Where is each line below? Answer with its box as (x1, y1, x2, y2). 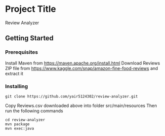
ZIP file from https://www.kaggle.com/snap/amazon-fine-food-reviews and (5, 65, 158, 71)
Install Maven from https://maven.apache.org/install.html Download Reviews (5, 60, 161, 66)
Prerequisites (5, 49, 38, 56)
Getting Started (5, 34, 54, 42)
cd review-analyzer (5, 117, 45, 122)
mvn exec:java (5, 126, 35, 131)
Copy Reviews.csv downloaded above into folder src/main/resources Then (5, 102, 157, 108)
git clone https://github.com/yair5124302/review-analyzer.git (5, 94, 138, 99)
